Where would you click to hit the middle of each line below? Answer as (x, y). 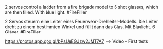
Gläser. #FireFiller (23, 32)
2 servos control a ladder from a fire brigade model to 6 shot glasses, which (81, 7)
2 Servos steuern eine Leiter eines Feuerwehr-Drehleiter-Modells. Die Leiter (81, 22)
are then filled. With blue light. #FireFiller (46, 12)
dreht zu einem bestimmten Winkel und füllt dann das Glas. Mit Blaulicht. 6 (80, 27)
